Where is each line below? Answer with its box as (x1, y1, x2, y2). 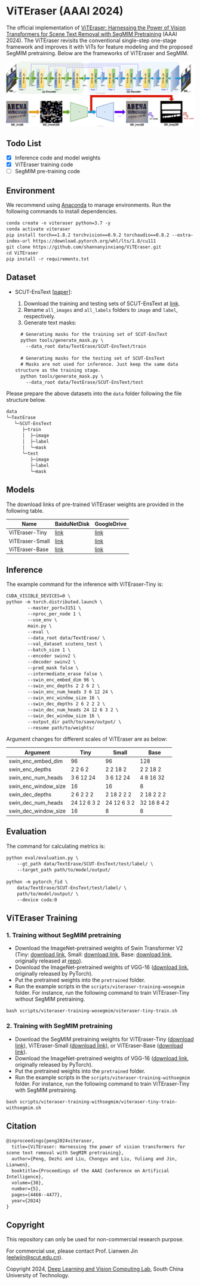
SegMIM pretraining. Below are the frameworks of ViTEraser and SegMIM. (6, 49, 189, 56)
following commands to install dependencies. (6, 208, 118, 215)
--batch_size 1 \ (27, 647, 70, 653)
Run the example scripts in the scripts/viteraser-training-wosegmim (14, 983, 185, 990)
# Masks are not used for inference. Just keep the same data (20, 361, 179, 367)
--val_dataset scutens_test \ (27, 641, 103, 647)
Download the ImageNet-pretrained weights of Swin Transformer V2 (14, 944, 183, 952)
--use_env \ (27, 617, 58, 623)
